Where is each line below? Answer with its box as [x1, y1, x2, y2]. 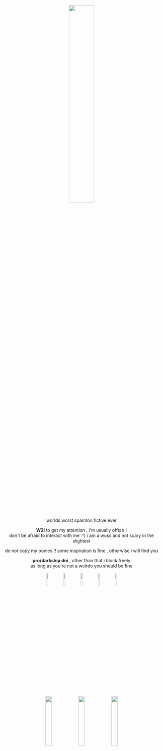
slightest [72, 538, 91, 544]
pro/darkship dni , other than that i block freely [32, 558, 131, 564]
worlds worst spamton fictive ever [46, 517, 117, 523]
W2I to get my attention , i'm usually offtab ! [36, 527, 127, 533]
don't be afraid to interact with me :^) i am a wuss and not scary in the [9, 532, 154, 538]
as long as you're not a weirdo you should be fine [30, 563, 133, 569]
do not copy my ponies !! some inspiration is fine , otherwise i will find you [5, 548, 158, 554]
